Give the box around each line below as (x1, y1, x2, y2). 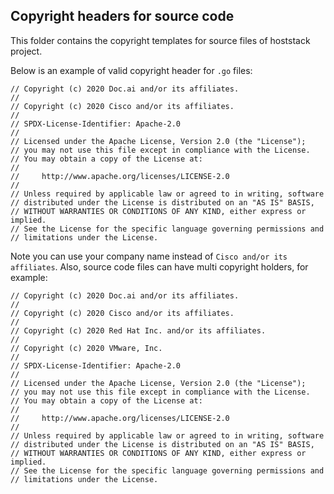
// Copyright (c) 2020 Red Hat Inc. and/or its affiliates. (10, 325, 267, 336)
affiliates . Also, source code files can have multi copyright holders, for (10, 260, 309, 273)
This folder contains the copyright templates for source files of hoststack (10, 34, 311, 46)
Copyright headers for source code (10, 8, 235, 25)
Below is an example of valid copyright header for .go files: (10, 64, 253, 76)
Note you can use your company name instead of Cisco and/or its (10, 250, 288, 262)
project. (10, 45, 43, 57)
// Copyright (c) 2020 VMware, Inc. (10, 343, 163, 353)
